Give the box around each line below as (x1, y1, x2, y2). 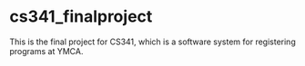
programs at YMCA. (9, 45, 84, 56)
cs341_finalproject (9, 6, 153, 27)
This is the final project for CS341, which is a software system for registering (9, 36, 296, 47)
